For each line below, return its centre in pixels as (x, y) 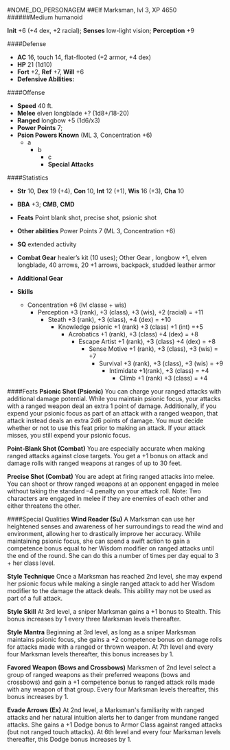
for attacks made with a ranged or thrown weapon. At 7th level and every (110, 647)
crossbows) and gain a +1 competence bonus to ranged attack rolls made (111, 682)
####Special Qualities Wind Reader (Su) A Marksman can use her (101, 519)
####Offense (26, 93)
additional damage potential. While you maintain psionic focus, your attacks (114, 399)
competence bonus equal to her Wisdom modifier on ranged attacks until (111, 548)
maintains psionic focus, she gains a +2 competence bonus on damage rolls (115, 640)
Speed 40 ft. (35, 106)
